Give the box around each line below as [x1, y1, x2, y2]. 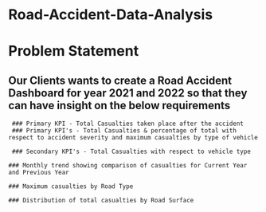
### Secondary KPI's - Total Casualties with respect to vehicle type [11, 147, 251, 156]
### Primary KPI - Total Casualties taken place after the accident [11, 120, 244, 128]
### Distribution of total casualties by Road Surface [8, 197, 194, 205]
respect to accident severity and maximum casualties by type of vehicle [8, 134, 259, 142]
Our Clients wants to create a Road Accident [8, 73, 233, 87]
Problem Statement [8, 42, 139, 61]
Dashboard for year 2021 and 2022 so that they [8, 86, 248, 100]
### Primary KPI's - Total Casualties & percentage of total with [11, 127, 237, 135]
